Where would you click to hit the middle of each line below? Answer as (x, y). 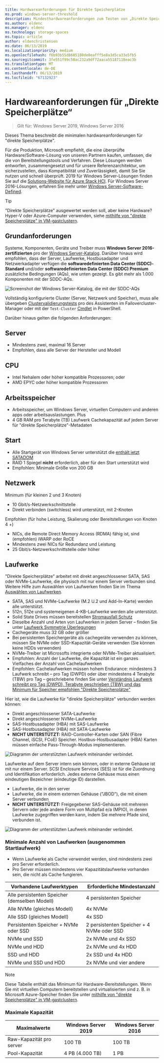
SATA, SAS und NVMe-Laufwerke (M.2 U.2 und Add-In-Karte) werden (82, 601)
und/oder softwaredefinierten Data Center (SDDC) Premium (87, 269)
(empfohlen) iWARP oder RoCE (43, 539)
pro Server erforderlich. (36, 864)
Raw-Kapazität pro (30, 1039)
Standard (15, 269)
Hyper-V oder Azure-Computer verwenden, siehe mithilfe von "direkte (76, 215)
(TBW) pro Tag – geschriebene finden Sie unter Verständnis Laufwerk (82, 679)
